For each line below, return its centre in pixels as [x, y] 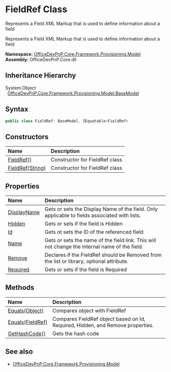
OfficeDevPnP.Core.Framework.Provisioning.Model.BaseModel [73, 93]
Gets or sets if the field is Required [86, 270]
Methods [20, 288]
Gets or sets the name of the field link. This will [100, 241]
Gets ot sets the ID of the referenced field [94, 232]
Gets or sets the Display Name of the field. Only [101, 209]
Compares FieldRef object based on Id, [99, 318]
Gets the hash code [76, 333]
